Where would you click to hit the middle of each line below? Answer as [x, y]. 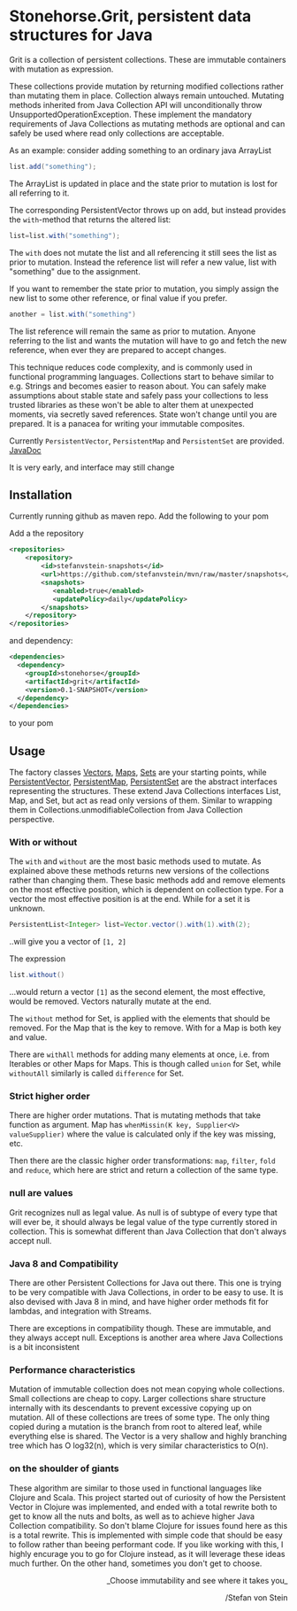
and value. [28, 1037]
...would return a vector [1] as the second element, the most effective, [137, 992]
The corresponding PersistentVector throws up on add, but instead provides [148, 210]
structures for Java [81, 35]
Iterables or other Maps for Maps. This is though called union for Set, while [145, 1064]
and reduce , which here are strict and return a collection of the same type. [144, 1170]
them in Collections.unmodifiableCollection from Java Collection [126, 810]
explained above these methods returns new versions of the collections [139, 871]
